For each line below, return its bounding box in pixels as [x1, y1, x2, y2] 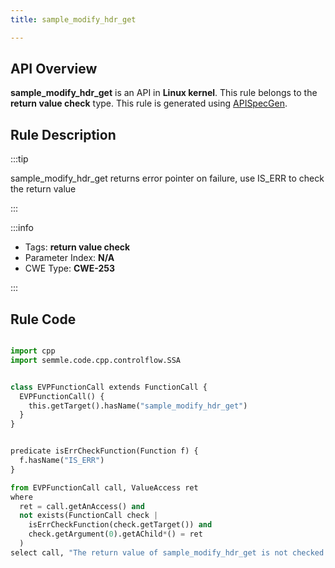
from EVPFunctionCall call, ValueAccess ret [10, 482, 199, 493]
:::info [10, 222, 34, 234]
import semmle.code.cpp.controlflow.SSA [10, 355, 182, 365]
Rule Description [10, 126, 117, 143]
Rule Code [10, 311, 77, 328]
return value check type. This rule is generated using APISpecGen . [10, 97, 288, 110]
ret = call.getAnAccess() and [19, 501, 145, 511]
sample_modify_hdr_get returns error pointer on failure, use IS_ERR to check [10, 172, 325, 185]
